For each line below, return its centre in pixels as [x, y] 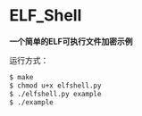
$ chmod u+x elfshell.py [55, 86]
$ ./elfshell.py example [55, 94]
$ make [21, 77]
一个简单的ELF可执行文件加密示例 [71, 41]
